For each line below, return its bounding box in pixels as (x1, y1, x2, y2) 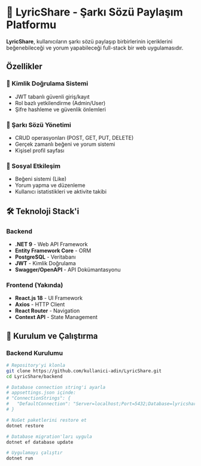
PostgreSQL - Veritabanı (14, 253, 76, 260)
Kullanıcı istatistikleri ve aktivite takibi (14, 188, 106, 195)
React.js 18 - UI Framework (14, 295, 83, 302)
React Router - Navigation (14, 307, 80, 314)
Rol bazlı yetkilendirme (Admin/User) (14, 99, 106, 106)
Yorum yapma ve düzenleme (14, 182, 86, 189)
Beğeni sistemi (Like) (14, 176, 67, 183)
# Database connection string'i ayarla (6, 384, 106, 390)
